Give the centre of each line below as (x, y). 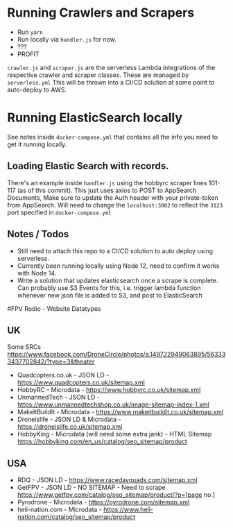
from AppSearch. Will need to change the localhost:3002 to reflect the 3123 (115, 205)
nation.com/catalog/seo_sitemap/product (76, 517)
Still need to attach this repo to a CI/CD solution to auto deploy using (115, 250)
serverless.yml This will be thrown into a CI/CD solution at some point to (111, 82)
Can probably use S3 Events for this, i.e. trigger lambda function (109, 288)
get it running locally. (37, 144)
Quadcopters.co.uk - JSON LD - (63, 375)
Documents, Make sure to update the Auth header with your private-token (113, 197)
